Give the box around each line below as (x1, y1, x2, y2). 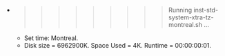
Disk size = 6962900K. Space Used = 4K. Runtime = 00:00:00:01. (23, 41, 212, 49)
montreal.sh (168, 21, 202, 28)
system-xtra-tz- (168, 13, 214, 21)
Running (168, 6, 193, 14)
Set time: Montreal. (23, 34, 79, 42)
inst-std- (193, 6, 219, 14)
